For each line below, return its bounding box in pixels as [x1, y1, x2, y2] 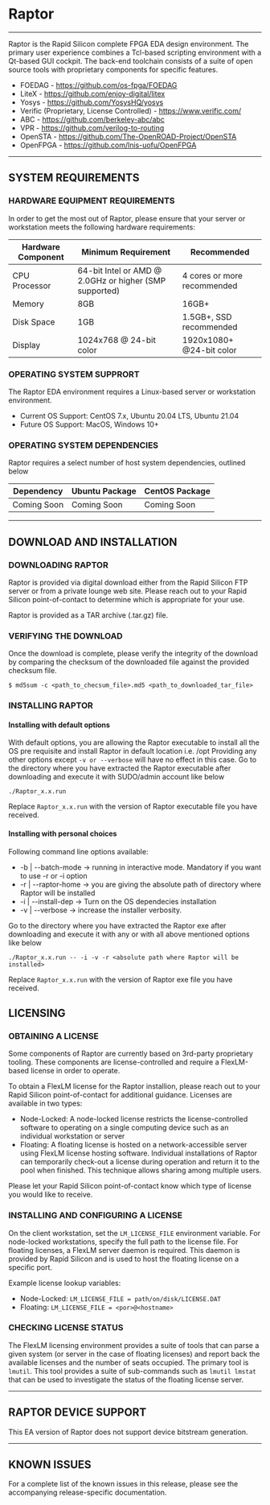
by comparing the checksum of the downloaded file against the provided [8, 657, 250, 667]
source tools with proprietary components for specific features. [8, 64, 219, 74]
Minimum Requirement [81, 246, 171, 258]
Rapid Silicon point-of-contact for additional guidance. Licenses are [8, 1090, 233, 1100]
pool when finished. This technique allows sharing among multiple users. [19, 1165, 262, 1176]
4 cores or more [182, 270, 243, 281]
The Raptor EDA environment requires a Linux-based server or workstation [8, 387, 256, 396]
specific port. [8, 1262, 53, 1272]
